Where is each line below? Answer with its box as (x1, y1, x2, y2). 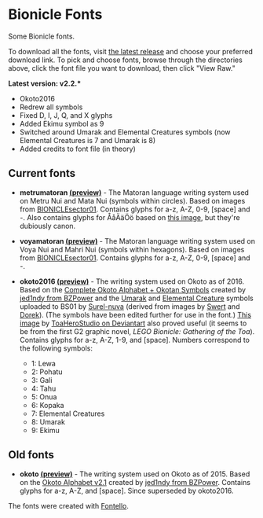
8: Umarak (31, 417, 65, 426)
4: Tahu (31, 384, 57, 393)
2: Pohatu (31, 367, 63, 377)
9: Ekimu (31, 425, 60, 435)
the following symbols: (19, 343, 93, 353)
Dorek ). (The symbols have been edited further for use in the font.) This (19, 310, 252, 319)
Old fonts (8, 448, 55, 461)
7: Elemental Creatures (31, 409, 105, 418)
